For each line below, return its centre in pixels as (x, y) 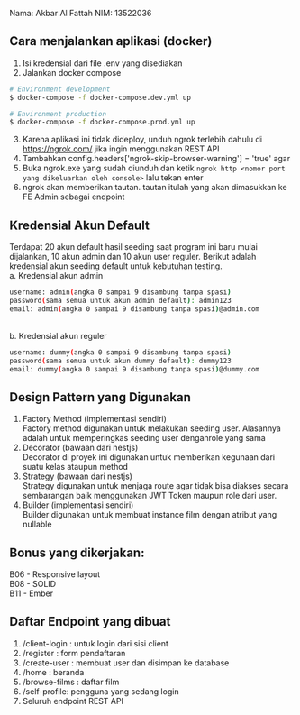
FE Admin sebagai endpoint (73, 197)
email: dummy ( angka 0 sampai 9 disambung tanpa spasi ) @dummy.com (134, 369)
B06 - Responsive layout (55, 574)
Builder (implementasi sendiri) (78, 505)
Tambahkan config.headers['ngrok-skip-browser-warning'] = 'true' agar (156, 159)
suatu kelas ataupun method (75, 467)
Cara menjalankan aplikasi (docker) (111, 41)
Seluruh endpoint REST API (73, 701)
